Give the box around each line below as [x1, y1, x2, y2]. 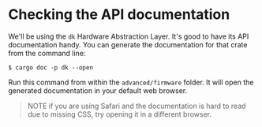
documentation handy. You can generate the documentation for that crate [8, 39, 248, 49]
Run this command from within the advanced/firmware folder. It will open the [8, 77, 254, 87]
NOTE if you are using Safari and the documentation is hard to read [27, 101, 246, 110]
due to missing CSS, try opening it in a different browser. [27, 109, 211, 119]
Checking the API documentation [8, 6, 230, 24]
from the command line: [8, 48, 86, 58]
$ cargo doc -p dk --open [8, 63, 93, 72]
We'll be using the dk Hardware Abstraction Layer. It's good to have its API [8, 32, 249, 41]
